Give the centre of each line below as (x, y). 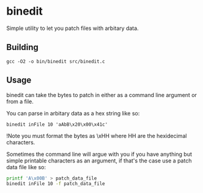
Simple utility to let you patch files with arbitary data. (72, 28)
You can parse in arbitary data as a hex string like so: (73, 113)
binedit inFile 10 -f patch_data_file (56, 184)
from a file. (20, 101)
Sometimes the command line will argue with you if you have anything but (99, 154)
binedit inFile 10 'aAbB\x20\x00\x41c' (57, 124)
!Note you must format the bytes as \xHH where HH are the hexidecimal (97, 136)
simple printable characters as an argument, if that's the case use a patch (99, 161)
